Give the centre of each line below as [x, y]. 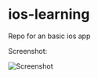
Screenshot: [28, 51]
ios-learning [49, 14]
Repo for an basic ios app [49, 36]
